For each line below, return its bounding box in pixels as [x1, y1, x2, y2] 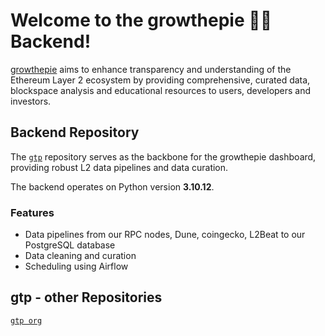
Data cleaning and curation [24, 250, 137, 262]
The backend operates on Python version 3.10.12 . [10, 180, 215, 193]
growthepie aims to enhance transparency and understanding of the [10, 63, 292, 75]
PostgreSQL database [24, 239, 116, 251]
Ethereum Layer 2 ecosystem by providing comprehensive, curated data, [10, 74, 311, 86]
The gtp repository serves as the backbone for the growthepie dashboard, [10, 150, 317, 163]
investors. [10, 95, 52, 107]
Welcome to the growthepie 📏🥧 [10, 9, 273, 32]
